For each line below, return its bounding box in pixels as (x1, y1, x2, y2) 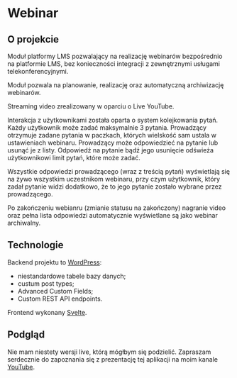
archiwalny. (7, 218, 41, 227)
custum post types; (17, 279, 75, 288)
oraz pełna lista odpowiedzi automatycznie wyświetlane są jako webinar (7, 211, 218, 219)
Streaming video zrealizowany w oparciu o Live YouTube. (7, 102, 175, 111)
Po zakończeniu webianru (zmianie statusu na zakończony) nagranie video (7, 204, 226, 212)
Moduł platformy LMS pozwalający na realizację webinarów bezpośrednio (7, 52, 223, 60)
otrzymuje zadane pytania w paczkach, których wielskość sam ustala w (7, 131, 216, 139)
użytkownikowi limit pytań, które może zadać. (7, 154, 140, 162)
